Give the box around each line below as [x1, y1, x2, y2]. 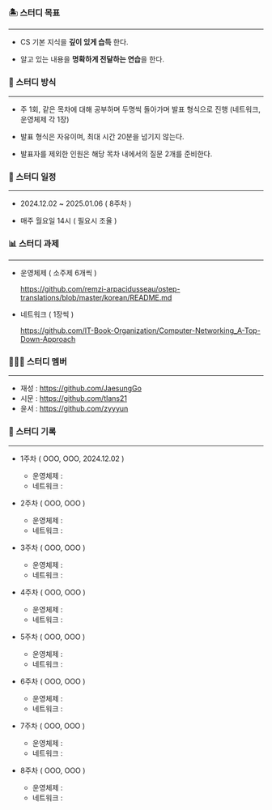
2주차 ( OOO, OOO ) [19, 498, 86, 508]
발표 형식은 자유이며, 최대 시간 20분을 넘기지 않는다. [19, 131, 185, 141]
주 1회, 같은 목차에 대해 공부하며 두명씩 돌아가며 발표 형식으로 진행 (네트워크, [19, 104, 261, 114]
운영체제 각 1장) [19, 114, 70, 124]
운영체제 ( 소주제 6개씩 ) [19, 268, 97, 278]
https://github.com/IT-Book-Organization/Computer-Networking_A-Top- [19, 326, 261, 335]
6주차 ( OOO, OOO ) [19, 676, 86, 686]
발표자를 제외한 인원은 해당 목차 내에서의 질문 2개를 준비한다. [19, 148, 213, 159]
